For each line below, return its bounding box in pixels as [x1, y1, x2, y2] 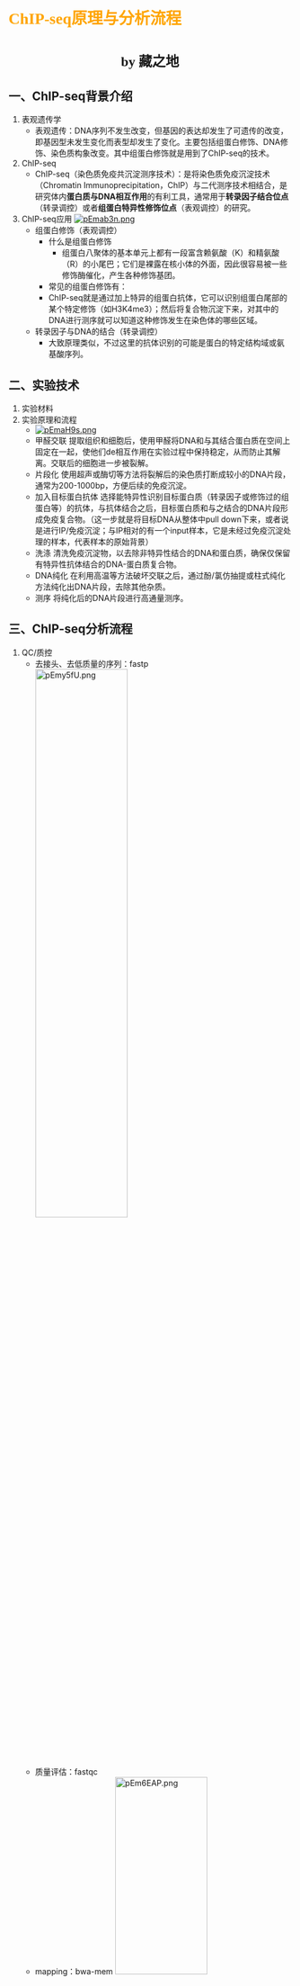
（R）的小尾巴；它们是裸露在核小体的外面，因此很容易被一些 [61, 258, 288, 270]
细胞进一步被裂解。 [82, 458, 154, 468]
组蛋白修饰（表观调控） [34, 225, 122, 236]
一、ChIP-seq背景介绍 [8, 88, 134, 103]
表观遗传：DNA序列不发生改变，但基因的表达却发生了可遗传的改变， [34, 125, 288, 136]
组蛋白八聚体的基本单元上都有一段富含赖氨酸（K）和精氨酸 [61, 247, 280, 258]
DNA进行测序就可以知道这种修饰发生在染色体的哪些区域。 [48, 315, 262, 326]
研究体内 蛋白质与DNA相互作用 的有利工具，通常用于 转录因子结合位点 [34, 191, 289, 202]
